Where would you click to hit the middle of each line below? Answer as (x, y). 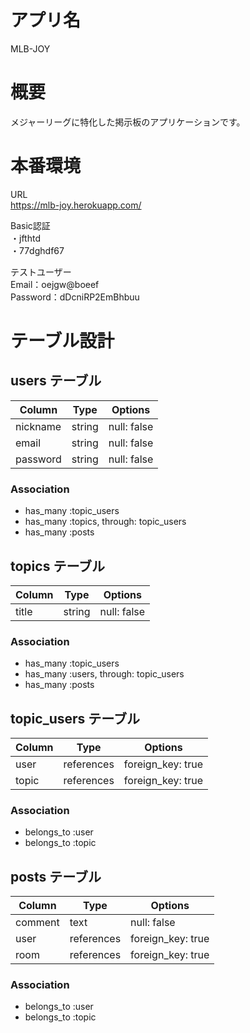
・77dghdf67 (37, 250)
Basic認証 (30, 225)
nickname (38, 426)
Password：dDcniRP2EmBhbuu (75, 297)
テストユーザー (41, 272)
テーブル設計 (62, 341)
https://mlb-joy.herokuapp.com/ (76, 205)
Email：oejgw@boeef (55, 284)
